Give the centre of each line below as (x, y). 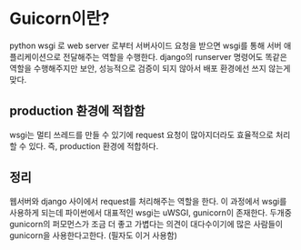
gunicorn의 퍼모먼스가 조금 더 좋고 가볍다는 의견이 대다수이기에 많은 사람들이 (146, 224)
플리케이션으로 (35, 56)
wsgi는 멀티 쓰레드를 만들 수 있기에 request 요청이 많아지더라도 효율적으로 (142, 135)
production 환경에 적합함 (77, 111)
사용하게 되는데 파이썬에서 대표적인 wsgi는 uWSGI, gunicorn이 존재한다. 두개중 (151, 212)
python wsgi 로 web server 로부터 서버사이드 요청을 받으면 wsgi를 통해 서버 (145, 45)
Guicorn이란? (60, 19)
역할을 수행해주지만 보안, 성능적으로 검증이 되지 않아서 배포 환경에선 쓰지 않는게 (150, 68)
